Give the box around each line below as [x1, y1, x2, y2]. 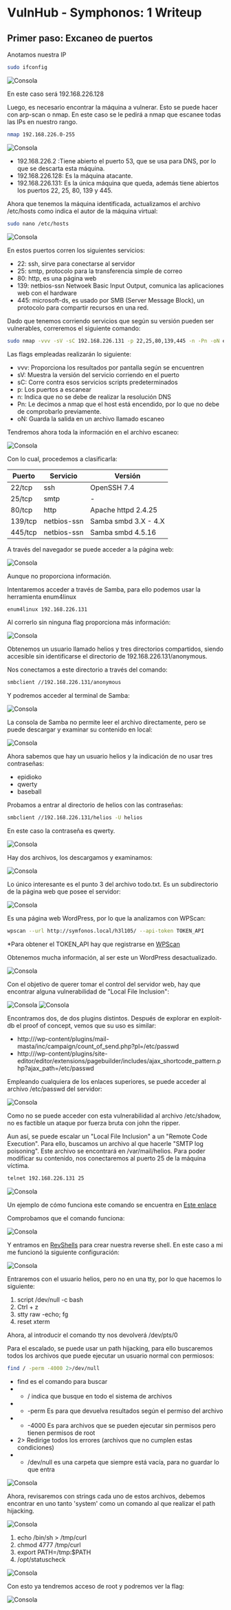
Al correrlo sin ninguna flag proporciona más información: [7, 618, 170, 627]
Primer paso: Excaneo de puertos [7, 32, 153, 44]
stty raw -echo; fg [16, 1310, 69, 1318]
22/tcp [10, 483, 33, 492]
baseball [16, 787, 42, 796]
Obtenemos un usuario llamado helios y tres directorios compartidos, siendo [7, 645, 223, 653]
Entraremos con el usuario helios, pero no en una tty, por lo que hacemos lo [7, 1274, 222, 1283]
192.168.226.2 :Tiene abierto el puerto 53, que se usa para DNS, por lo [16, 157, 217, 165]
